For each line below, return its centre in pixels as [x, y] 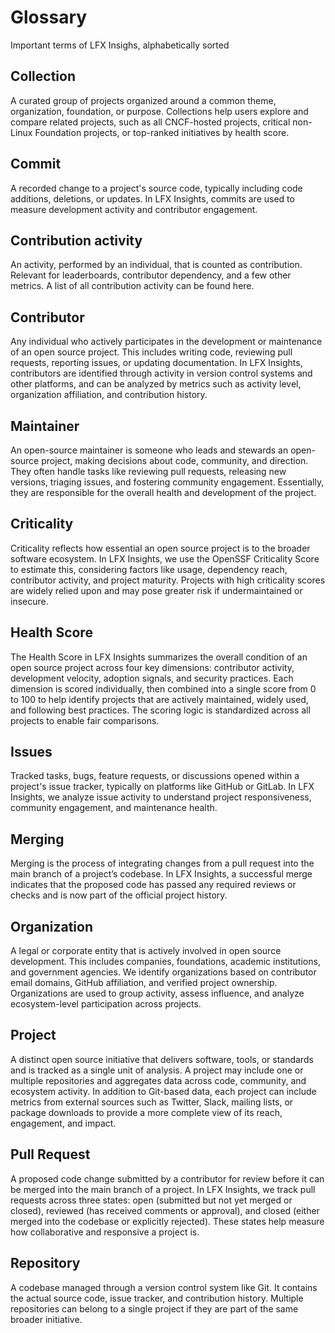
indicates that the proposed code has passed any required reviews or [153, 885]
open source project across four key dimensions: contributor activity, [152, 667]
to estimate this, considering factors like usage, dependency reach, [149, 569]
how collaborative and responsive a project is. [105, 1232]
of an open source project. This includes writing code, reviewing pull [151, 352]
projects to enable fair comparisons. [85, 720]
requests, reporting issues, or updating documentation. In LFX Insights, [156, 363]
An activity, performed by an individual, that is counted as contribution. [156, 265]
